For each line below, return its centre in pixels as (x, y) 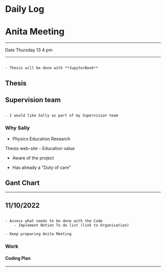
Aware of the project (33, 158)
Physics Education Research (41, 139)
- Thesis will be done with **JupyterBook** (52, 68)
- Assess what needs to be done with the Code (54, 221)
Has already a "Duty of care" (41, 167)
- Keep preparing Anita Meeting (38, 234)
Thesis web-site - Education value (40, 148)
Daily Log (25, 9)
